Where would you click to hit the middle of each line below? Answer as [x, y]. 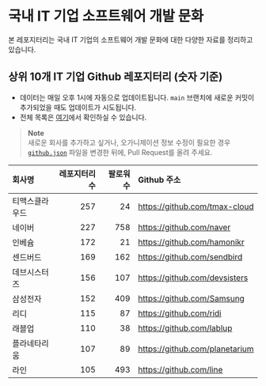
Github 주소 [160, 180]
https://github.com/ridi [180, 313]
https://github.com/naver [184, 227]
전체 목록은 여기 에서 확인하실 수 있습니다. [83, 117]
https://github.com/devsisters [193, 278]
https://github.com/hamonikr [191, 242]
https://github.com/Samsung [192, 298]
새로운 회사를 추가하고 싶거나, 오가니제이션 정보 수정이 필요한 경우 [129, 142]
